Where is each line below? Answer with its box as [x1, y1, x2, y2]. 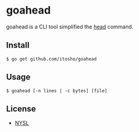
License [6, 104, 36, 114]
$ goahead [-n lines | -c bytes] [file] [6, 88, 108, 94]
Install [6, 40, 30, 50]
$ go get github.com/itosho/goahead [6, 56, 97, 62]
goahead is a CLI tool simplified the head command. [6, 23, 134, 30]
